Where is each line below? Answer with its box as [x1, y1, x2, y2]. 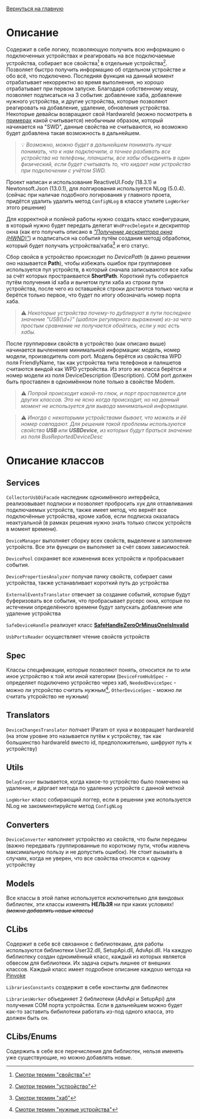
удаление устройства [6, 610, 61, 617]
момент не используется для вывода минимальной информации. [20, 403, 189, 410]
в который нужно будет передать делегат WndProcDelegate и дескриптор [6, 221, 190, 229]
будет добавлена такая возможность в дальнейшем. [6, 129, 141, 136]
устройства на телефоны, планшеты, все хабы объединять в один [20, 154, 190, 161]
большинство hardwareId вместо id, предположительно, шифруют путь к [6, 739, 192, 746]
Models [6, 879, 35, 889]
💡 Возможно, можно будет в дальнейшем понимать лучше [20, 141, 172, 148]
